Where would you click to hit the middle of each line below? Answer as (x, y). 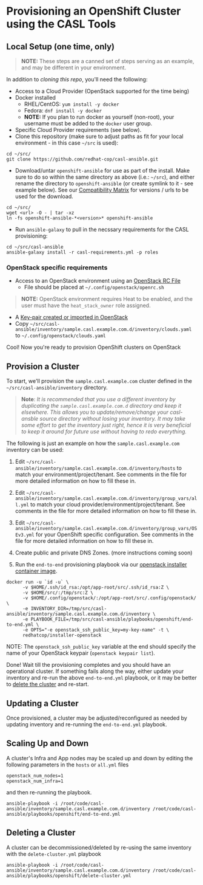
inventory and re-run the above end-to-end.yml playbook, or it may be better (101, 678)
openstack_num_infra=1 (35, 781)
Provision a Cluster (43, 366)
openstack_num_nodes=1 (35, 776)
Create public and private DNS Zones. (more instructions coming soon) (104, 553)
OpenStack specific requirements (57, 267)
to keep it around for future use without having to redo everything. (104, 432)
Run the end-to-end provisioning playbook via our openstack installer (101, 565)
